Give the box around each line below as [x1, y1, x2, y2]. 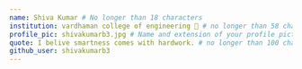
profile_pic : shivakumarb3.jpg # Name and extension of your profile [9, 30, 276, 39]
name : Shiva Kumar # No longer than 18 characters [9, 13, 203, 22]
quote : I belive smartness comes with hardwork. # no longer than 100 [9, 38, 280, 47]
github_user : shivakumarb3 [9, 47, 111, 56]
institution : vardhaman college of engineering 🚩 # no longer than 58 [9, 22, 280, 30]
